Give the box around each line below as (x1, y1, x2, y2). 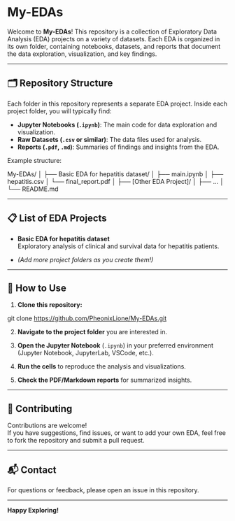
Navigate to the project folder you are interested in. (17, 328, 168, 336)
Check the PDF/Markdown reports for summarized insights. (17, 376, 192, 385)
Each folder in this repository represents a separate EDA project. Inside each (7, 99, 228, 108)
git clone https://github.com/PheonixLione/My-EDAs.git (7, 314, 167, 322)
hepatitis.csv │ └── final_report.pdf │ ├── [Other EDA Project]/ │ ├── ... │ (7, 177, 225, 185)
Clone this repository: (17, 301, 83, 309)
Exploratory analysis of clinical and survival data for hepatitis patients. (17, 242, 220, 250)
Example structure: (7, 156, 62, 164)
